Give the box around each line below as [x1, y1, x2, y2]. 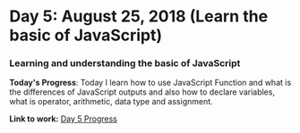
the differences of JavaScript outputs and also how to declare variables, [9, 87, 276, 97]
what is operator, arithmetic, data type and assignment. [9, 96, 213, 107]
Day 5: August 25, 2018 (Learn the [9, 6, 269, 27]
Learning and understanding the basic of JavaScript [9, 57, 241, 70]
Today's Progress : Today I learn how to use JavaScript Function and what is [9, 78, 292, 88]
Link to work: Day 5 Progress [9, 113, 118, 124]
